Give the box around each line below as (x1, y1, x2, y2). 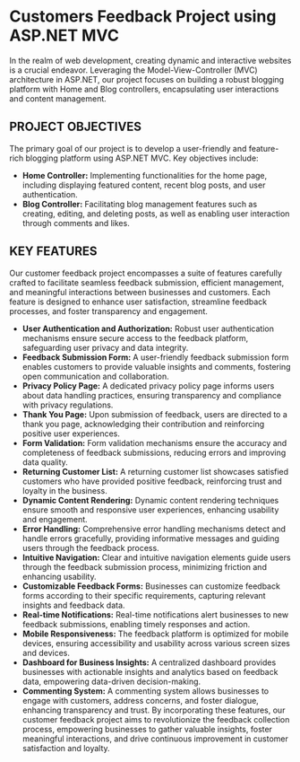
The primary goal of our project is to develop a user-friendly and (9, 143, 247, 153)
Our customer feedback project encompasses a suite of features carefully (9, 267, 282, 278)
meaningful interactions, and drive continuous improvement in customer (21, 733, 288, 744)
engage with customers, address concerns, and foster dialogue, (21, 695, 260, 705)
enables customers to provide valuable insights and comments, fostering (21, 361, 291, 372)
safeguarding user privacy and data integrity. (21, 342, 189, 353)
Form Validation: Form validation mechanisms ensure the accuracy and (21, 437, 287, 448)
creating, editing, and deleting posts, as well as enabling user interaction (21, 208, 290, 219)
